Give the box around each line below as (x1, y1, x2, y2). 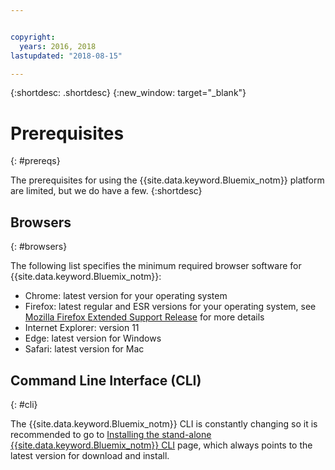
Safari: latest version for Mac (24, 343, 145, 355)
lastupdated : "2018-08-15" (10, 51, 123, 61)
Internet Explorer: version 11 (24, 322, 140, 334)
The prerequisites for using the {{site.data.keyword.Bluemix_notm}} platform (10, 174, 325, 186)
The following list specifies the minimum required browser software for (10, 260, 302, 272)
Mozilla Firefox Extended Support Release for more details (24, 311, 265, 323)
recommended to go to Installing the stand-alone (10, 428, 212, 440)
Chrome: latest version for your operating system (24, 290, 228, 302)
